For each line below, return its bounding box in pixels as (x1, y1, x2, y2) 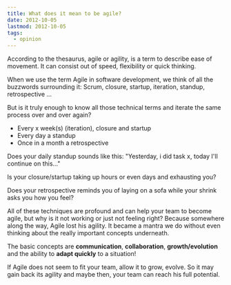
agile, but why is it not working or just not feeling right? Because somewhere (7, 215, 225, 223)
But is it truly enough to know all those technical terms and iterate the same (7, 104, 221, 112)
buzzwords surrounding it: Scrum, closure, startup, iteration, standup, (7, 83, 205, 91)
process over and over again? (7, 111, 92, 119)
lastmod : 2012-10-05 (7, 23, 67, 30)
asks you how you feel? (7, 194, 74, 202)
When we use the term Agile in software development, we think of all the (7, 75, 214, 83)
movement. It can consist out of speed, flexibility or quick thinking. (7, 62, 197, 70)
